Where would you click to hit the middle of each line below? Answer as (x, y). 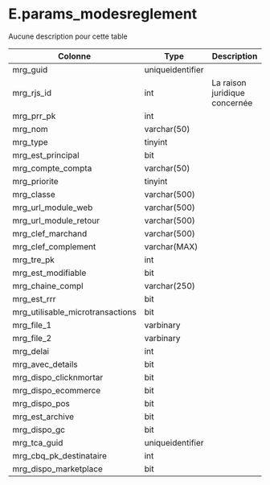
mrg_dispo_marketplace (57, 469)
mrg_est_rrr (34, 298)
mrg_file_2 (32, 338)
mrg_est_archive (43, 417)
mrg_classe (34, 194)
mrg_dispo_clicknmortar (58, 377)
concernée (232, 103)
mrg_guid (30, 69)
